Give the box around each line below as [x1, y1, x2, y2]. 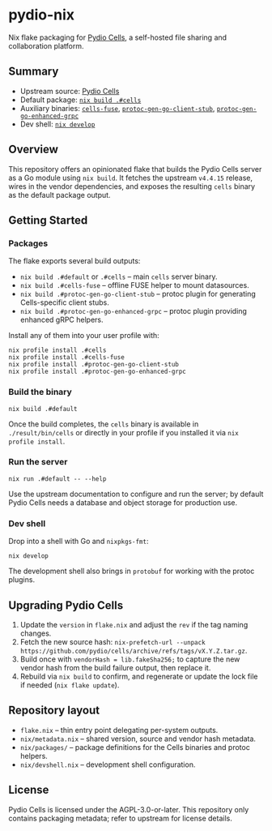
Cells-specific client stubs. [19, 298, 109, 307]
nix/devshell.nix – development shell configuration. [19, 760, 196, 769]
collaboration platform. [8, 41, 84, 50]
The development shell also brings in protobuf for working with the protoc [8, 566, 255, 576]
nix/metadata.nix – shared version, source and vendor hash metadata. [19, 734, 257, 743]
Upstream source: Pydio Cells [19, 86, 120, 96]
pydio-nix [8, 6, 75, 24]
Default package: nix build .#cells [19, 95, 142, 105]
